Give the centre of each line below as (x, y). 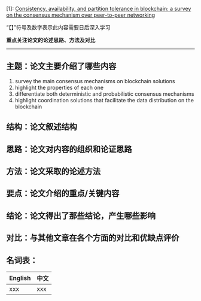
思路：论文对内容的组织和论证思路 (69, 149)
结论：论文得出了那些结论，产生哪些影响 (81, 216)
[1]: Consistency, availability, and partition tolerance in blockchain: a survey (99, 9)
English (20, 278)
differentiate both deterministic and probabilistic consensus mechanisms (104, 94)
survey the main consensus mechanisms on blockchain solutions (95, 81)
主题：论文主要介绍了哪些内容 (61, 66)
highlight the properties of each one (59, 87)
